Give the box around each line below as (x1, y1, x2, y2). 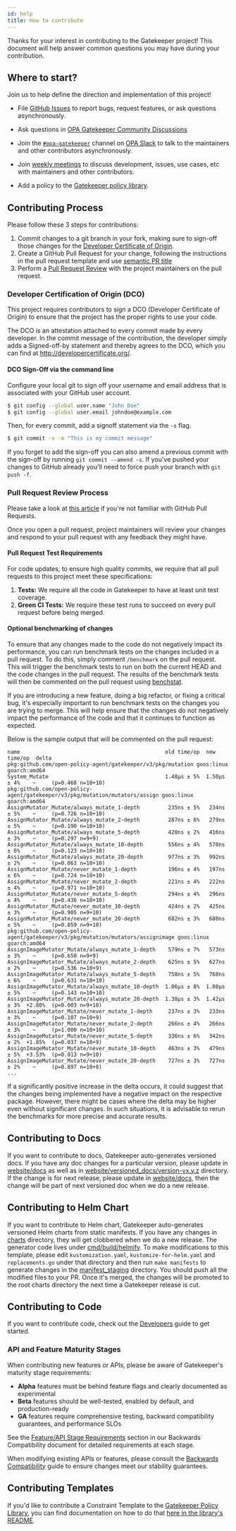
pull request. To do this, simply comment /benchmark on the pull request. (7, 654, 217, 664)
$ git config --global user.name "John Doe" (7, 402, 140, 409)
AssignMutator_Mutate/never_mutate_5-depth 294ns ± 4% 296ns (7, 890, 225, 897)
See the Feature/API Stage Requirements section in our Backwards (7, 1433, 201, 1441)
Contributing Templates (7, 1482, 114, 1494)
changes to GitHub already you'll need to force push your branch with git (7, 463, 221, 472)
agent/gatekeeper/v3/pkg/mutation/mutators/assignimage (7, 933, 175, 941)
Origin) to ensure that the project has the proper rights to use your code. (7, 313, 218, 321)
